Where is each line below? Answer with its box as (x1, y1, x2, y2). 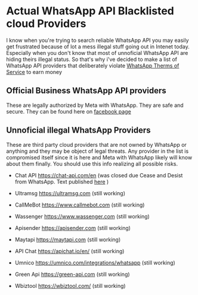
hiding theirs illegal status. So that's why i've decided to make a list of (6, 56, 178, 63)
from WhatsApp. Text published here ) (14, 178, 109, 185)
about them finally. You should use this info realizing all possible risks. (6, 160, 178, 167)
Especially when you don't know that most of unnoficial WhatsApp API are (6, 49, 188, 56)
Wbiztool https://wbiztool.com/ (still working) (14, 282, 126, 289)
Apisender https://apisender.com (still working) (14, 224, 131, 231)
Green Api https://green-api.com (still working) (14, 271, 130, 278)
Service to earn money (6, 68, 63, 75)
